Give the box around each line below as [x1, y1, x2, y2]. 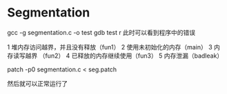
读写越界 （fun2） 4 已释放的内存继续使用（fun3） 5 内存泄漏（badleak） [12, 51, 224, 60]
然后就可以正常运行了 [7, 79, 68, 87]
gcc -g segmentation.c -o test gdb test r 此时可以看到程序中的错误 [7, 28, 196, 36]
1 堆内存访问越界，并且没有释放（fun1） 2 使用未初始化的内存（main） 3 [7, 43, 213, 51]
